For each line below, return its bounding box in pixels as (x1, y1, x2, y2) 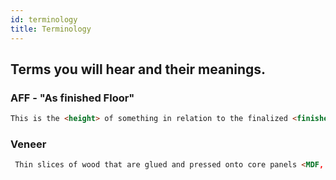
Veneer (10, 137, 47, 151)
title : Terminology (10, 24, 92, 34)
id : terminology (10, 14, 78, 25)
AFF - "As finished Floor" (10, 91, 135, 105)
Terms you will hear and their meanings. (10, 61, 267, 78)
